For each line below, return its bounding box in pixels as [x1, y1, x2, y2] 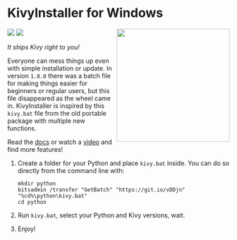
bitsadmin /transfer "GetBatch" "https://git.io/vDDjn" [17, 186, 186, 193]
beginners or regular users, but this [7, 86, 110, 95]
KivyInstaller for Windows [7, 5, 164, 21]
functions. [7, 124, 37, 132]
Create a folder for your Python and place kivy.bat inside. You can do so [17, 159, 230, 167]
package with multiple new [7, 116, 86, 125]
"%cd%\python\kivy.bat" [17, 192, 88, 199]
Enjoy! [17, 224, 36, 233]
